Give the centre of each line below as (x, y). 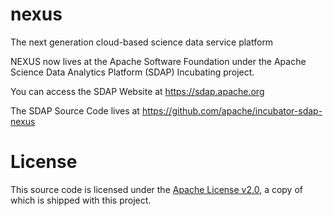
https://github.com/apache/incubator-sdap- (232, 110)
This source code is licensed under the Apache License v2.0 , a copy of (156, 189)
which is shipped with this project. (81, 200)
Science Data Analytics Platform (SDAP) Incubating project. (132, 72)
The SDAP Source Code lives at (75, 110)
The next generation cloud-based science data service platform (142, 42)
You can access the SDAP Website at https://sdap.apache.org (137, 91)
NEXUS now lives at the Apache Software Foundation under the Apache (158, 61)
